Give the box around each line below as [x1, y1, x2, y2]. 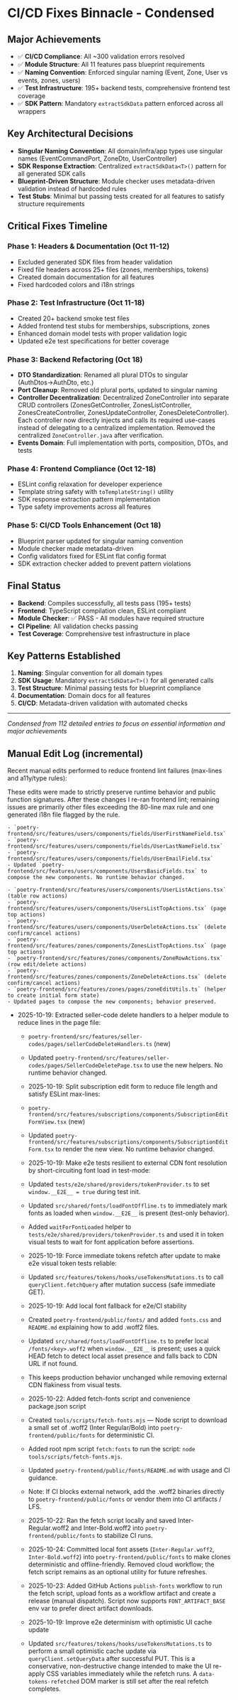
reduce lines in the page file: [17, 1018, 101, 1027]
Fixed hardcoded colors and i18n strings [17, 280, 135, 289]
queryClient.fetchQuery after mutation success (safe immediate [28, 1281, 216, 1289]
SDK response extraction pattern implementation [17, 495, 161, 504]
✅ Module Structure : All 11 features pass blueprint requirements [17, 60, 205, 68]
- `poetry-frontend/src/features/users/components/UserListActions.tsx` [7, 886, 227, 893]
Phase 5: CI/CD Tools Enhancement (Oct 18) [7, 520, 161, 530]
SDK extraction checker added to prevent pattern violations [17, 559, 191, 568]
